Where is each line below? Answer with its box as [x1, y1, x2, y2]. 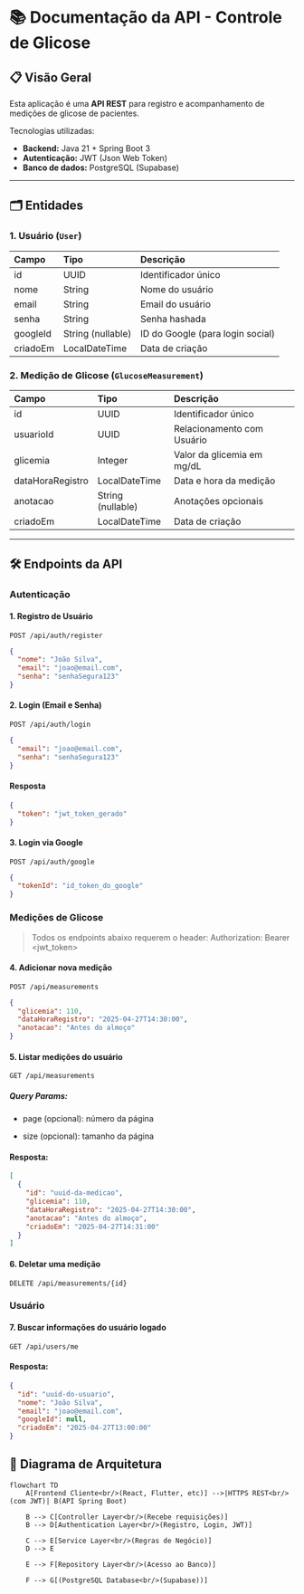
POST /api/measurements [9, 982, 100, 991]
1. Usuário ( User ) [9, 230, 82, 243]
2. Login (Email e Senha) [9, 700, 102, 711]
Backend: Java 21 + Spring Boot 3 [22, 143, 151, 154]
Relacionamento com [173, 422, 264, 434]
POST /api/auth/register [9, 631, 103, 640]
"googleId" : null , [17, 1415, 88, 1424]
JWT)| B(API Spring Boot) [29, 1496, 128, 1505]
